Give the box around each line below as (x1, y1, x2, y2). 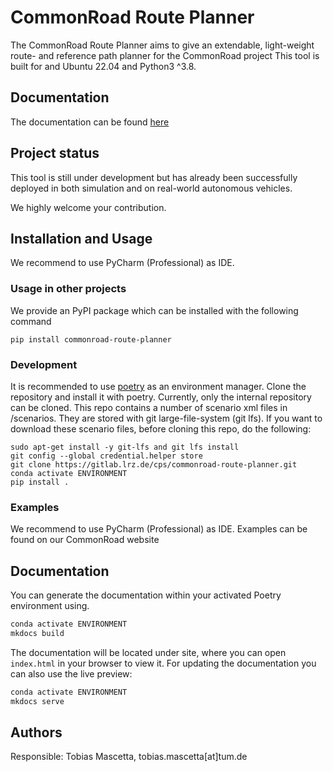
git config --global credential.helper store (10, 451, 203, 461)
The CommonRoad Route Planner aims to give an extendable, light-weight (10, 39, 315, 51)
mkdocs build (10, 628, 65, 638)
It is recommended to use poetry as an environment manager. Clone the (10, 380, 307, 392)
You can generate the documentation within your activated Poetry (10, 589, 282, 601)
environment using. (10, 600, 90, 612)
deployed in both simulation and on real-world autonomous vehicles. (10, 182, 293, 194)
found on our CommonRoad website (10, 534, 160, 546)
